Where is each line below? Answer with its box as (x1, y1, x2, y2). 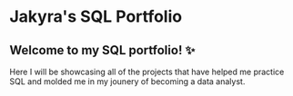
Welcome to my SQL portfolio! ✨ (9, 43, 196, 58)
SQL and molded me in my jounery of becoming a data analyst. (9, 76, 246, 87)
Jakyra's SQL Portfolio (9, 6, 183, 27)
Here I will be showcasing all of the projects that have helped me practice (9, 66, 285, 77)
